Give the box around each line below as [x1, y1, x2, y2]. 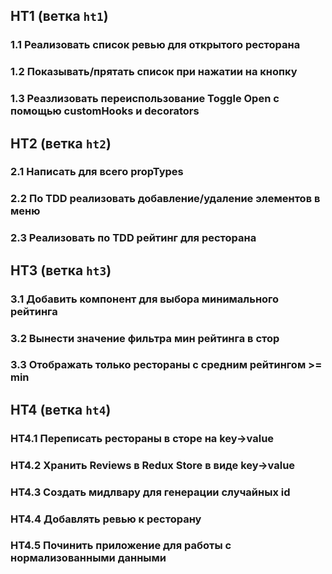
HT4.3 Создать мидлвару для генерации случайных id [10, 485, 291, 499]
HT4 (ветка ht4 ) [10, 401, 112, 418]
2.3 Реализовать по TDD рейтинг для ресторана [10, 231, 257, 245]
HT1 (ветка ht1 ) [10, 8, 109, 25]
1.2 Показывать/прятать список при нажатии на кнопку [10, 65, 298, 79]
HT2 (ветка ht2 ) [10, 135, 112, 152]
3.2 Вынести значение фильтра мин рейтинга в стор [10, 331, 280, 345]
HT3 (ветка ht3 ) [10, 262, 112, 279]
